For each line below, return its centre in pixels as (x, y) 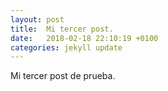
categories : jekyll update (66, 47)
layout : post (37, 19)
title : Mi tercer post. (62, 29)
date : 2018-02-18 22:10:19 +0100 (84, 38)
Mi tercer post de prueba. (63, 76)
